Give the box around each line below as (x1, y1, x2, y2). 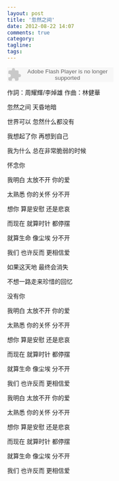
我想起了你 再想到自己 (7, 131, 69, 140)
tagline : (7, 42, 32, 49)
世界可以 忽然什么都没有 (7, 117, 75, 125)
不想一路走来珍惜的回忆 (7, 277, 73, 285)
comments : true (7, 29, 50, 36)
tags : (7, 49, 22, 55)
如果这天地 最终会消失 (7, 263, 69, 271)
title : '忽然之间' (7, 16, 56, 23)
